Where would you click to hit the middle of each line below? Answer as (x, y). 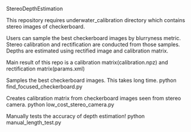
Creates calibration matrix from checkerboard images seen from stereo (94, 98)
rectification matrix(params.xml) (46, 69)
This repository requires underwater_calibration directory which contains (96, 20)
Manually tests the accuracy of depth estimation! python (76, 116)
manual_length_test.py (34, 122)
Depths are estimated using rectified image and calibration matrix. (87, 51)
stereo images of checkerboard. (46, 27)
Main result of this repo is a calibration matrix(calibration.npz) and (87, 62)
